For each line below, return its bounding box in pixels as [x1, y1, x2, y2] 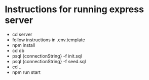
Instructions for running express [5, 4, 144, 15]
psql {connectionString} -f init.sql [12, 52, 82, 59]
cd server [12, 31, 32, 37]
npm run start [12, 69, 41, 75]
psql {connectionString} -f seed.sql [12, 58, 86, 64]
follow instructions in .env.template [12, 37, 85, 43]
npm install [12, 42, 35, 48]
